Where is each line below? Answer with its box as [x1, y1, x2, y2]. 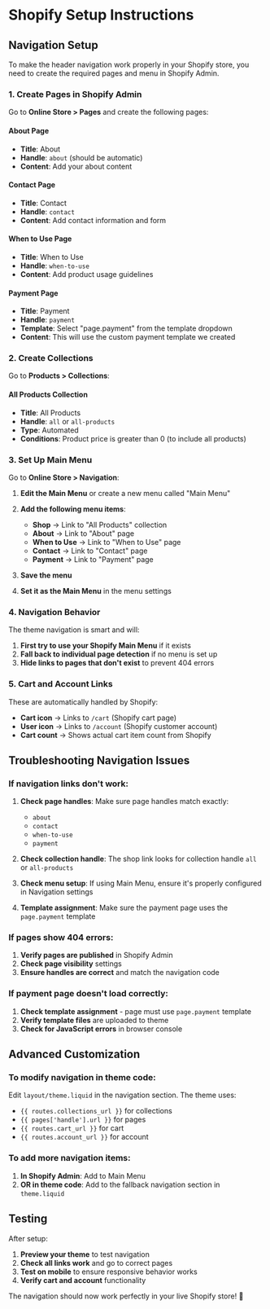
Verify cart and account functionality [20, 1275, 146, 1285]
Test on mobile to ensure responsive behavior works [20, 1267, 198, 1276]
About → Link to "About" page [32, 528, 135, 538]
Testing [8, 1212, 48, 1226]
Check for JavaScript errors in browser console [20, 1024, 183, 1034]
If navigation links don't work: [8, 778, 128, 789]
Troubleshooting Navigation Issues [8, 753, 190, 767]
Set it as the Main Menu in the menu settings [20, 586, 172, 595]
